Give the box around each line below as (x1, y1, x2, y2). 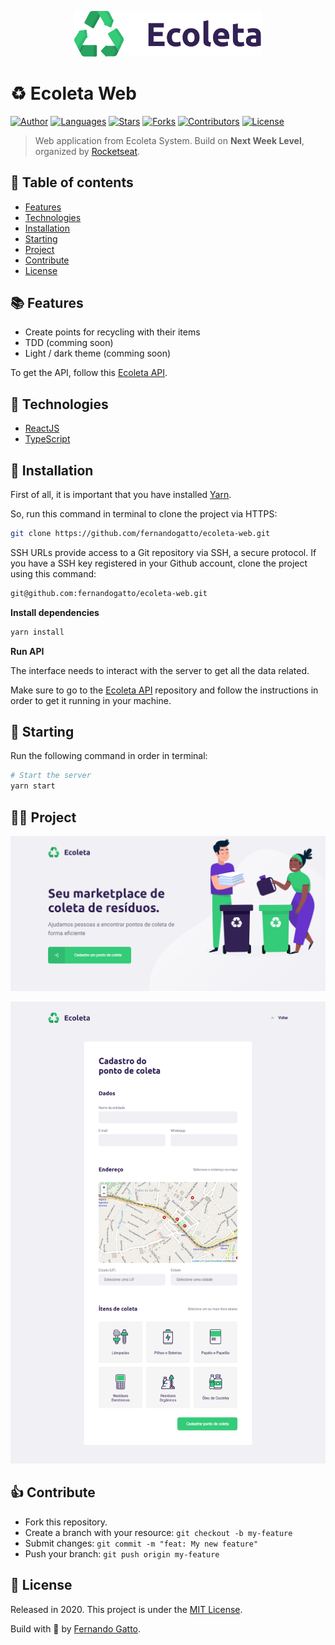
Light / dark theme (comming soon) (24, 347, 172, 360)
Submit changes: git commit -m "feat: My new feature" (24, 1537, 259, 1549)
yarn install (10, 627, 65, 637)
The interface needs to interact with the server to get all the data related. (10, 664, 310, 676)
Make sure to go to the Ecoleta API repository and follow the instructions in (10, 684, 319, 696)
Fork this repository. (24, 1516, 108, 1528)
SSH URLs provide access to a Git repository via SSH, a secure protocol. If (10, 546, 317, 558)
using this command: (10, 567, 97, 580)
